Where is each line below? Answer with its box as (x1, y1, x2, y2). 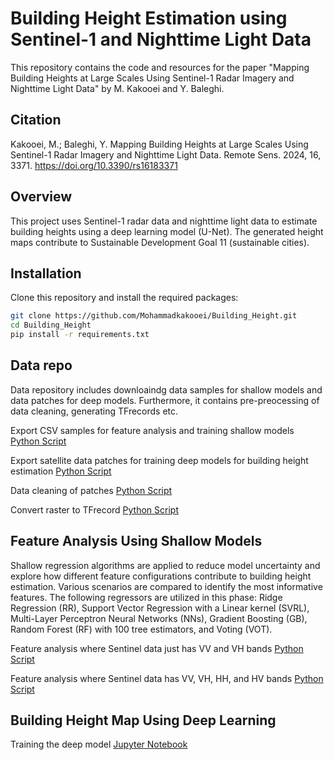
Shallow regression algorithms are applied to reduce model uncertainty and (10, 559, 321, 571)
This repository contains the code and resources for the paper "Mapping (10, 61, 310, 73)
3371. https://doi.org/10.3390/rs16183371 (10, 159, 178, 171)
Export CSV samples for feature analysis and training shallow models (10, 424, 295, 436)
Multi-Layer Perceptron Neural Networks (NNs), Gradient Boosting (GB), (10, 612, 308, 624)
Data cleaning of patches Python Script (10, 484, 173, 496)
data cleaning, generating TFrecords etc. (10, 405, 179, 417)
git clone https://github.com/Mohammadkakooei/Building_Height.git (10, 311, 298, 321)
